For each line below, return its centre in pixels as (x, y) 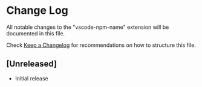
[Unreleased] (32, 64)
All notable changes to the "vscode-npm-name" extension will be (88, 27)
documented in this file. (36, 33)
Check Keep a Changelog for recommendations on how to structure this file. (101, 45)
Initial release (31, 78)
